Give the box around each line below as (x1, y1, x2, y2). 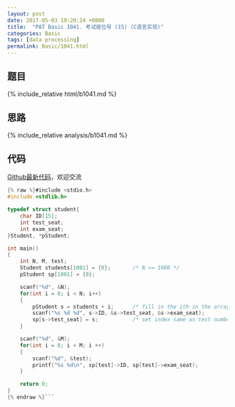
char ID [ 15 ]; (20, 213, 58, 220)
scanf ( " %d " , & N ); (20, 283, 71, 291)
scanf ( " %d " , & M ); (20, 335, 71, 342)
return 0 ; (20, 380, 49, 388)
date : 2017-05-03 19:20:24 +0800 (7, 17, 105, 24)
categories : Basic (7, 29, 61, 37)
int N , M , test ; (20, 258, 68, 265)
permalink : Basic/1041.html (7, 43, 90, 50)
